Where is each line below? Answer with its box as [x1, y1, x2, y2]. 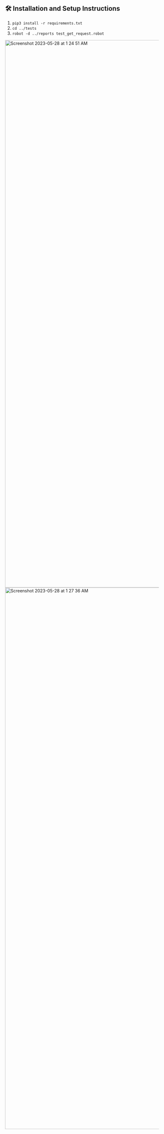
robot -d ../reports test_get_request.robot [12, 31, 104, 36]
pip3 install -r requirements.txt [12, 20, 82, 26]
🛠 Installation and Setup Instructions [5, 4, 121, 13]
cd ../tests [12, 26, 37, 31]
